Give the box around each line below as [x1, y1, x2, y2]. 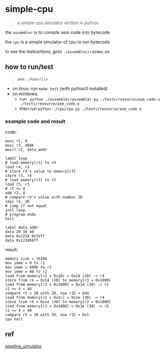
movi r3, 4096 [5, 143, 34, 148]
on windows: [12, 90, 38, 97]
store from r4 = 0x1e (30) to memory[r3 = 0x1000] [5, 300, 111, 305]
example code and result [5, 118, 66, 124]
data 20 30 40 [5, 230, 34, 235]
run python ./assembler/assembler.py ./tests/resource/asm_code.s [19, 96, 160, 102]
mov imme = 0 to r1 [5, 261, 45, 266]
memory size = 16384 [5, 256, 48, 261]
